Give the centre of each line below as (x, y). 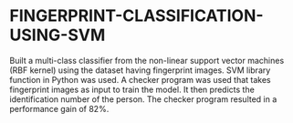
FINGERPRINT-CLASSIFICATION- (136, 16)
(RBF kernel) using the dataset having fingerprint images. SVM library (140, 70)
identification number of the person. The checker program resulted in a (143, 99)
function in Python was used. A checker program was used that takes (140, 79)
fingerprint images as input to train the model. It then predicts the (132, 89)
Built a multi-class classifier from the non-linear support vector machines (147, 60)
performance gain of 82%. (59, 108)
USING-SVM (58, 35)
